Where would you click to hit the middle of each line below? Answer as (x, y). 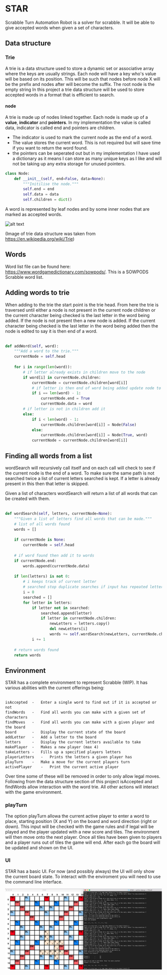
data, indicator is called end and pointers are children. (60, 128)
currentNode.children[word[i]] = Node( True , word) (94, 435)
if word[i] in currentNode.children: (62, 377)
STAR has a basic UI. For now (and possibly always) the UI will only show (80, 871)
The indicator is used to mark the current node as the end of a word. (82, 137)
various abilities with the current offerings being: (55, 688)
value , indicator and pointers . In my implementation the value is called (78, 122)
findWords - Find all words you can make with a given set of (75, 713)
